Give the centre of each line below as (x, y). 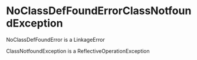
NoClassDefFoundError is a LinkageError (55, 39)
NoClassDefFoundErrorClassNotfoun (99, 11)
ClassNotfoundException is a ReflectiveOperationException (78, 51)
